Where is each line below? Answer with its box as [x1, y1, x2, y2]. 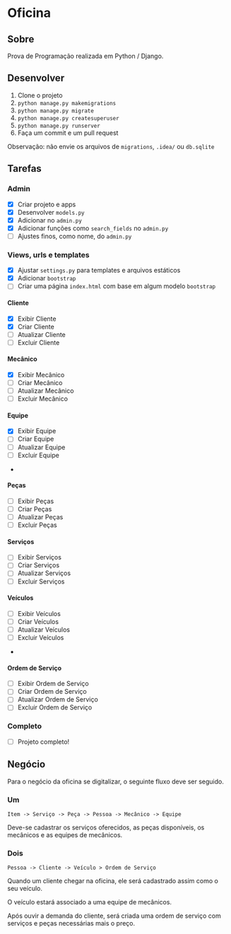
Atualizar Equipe [17, 443, 66, 451]
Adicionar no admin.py [17, 215, 83, 224]
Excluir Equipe [17, 451, 60, 459]
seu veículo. [7, 885, 43, 893]
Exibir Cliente [17, 314, 57, 323]
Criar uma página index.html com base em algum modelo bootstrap [17, 282, 216, 290]
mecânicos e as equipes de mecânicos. [7, 830, 123, 839]
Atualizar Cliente [17, 330, 66, 338]
